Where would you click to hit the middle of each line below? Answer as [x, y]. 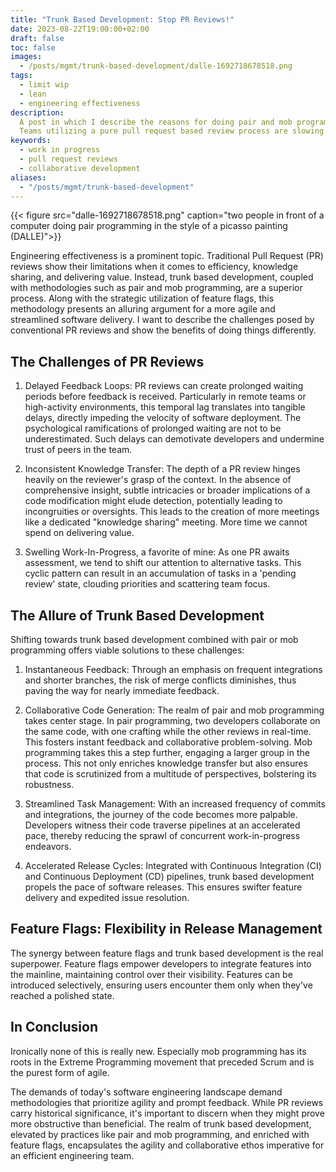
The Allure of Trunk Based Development [137, 615]
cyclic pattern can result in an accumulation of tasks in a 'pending [160, 573]
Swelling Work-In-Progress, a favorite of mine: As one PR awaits [157, 552]
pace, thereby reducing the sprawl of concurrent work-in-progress [162, 835]
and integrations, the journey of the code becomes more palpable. [161, 814]
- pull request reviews [68, 159]
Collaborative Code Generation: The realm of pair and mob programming [174, 710]
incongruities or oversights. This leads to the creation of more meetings [172, 512]
